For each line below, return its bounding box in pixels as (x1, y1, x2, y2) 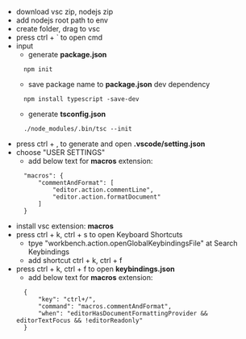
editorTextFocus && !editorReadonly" (15, 316, 144, 324)
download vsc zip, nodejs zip (15, 7, 114, 16)
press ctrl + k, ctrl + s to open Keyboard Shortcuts (15, 230, 183, 239)
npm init (23, 65, 53, 73)
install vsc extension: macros (15, 221, 115, 231)
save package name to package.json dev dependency (27, 80, 211, 89)
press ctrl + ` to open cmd (15, 32, 103, 42)
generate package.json (27, 50, 107, 59)
